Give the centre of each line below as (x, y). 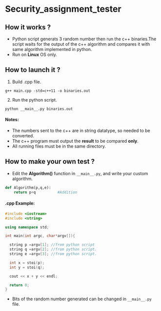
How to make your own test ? (50, 162)
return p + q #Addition (46, 192)
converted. (23, 136)
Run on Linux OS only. (35, 54)
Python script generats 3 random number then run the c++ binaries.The (84, 39)
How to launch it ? (33, 70)
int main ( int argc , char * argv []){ (40, 236)
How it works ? (28, 27)
